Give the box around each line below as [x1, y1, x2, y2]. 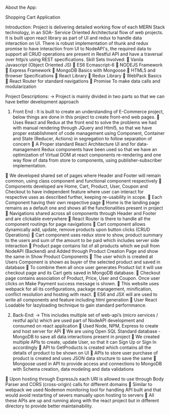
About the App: [5, 5, 37, 10]
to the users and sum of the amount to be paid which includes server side [5, 238, 159, 243]
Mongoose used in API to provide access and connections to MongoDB [12, 361, 162, 367]
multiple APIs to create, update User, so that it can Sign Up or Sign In [12, 339, 157, 345]
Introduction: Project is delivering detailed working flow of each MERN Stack [5, 24, 165, 30]
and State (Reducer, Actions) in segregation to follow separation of [12, 136, 152, 141]
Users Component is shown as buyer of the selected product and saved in [5, 259, 161, 265]
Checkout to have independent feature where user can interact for [5, 189, 144, 195]
